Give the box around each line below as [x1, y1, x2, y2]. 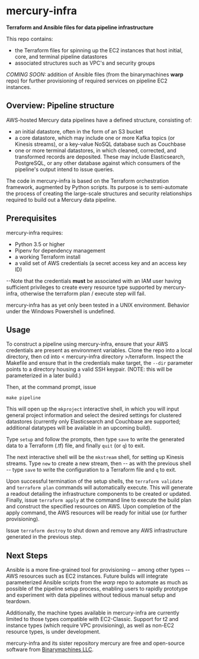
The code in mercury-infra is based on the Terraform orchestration [6, 177, 169, 184]
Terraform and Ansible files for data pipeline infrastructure [6, 24, 154, 31]
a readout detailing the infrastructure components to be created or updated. [6, 491, 191, 498]
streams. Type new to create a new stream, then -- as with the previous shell [6, 460, 191, 467]
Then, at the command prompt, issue [6, 384, 97, 391]
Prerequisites [6, 214, 57, 224]
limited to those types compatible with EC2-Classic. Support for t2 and [6, 616, 179, 623]
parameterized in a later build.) [6, 372, 81, 379]
